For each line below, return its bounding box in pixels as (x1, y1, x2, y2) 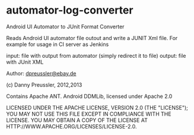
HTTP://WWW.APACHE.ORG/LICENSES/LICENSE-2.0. (6, 123, 137, 130)
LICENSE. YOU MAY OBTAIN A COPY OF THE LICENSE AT (6, 116, 148, 124)
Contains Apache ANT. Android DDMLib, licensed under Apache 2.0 (6, 93, 173, 100)
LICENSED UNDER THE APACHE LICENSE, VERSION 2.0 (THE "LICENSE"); (6, 104, 189, 111)
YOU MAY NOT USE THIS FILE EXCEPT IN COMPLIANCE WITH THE (6, 110, 171, 117)
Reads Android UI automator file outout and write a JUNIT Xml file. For (6, 34, 178, 41)
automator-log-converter (6, 4, 133, 17)
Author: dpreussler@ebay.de (6, 70, 77, 77)
